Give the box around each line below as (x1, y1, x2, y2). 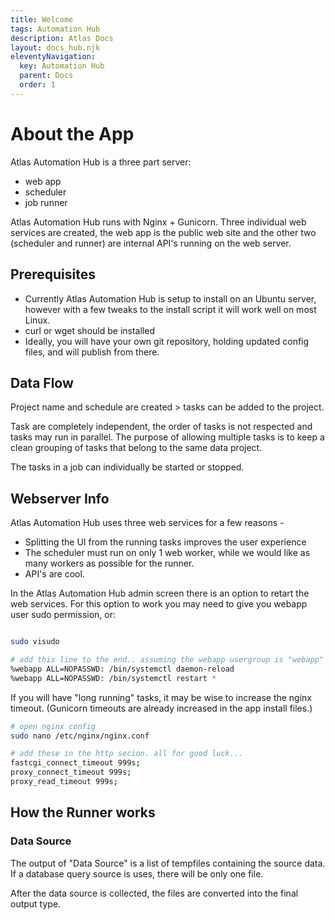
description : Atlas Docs (10, 33, 114, 43)
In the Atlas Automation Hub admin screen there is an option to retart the (10, 587, 310, 600)
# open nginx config (10, 721, 97, 731)
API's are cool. (24, 568, 85, 580)
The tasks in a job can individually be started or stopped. (10, 461, 245, 473)
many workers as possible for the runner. (24, 557, 195, 570)
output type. (10, 897, 62, 910)
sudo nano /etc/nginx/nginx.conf (10, 731, 150, 741)
